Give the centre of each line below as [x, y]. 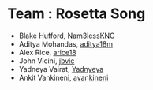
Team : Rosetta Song [76, 14]
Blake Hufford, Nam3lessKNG [67, 36]
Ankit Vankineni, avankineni [63, 77]
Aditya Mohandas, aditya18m [66, 43]
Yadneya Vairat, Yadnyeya [61, 69]
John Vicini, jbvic [47, 61]
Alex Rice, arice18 [47, 52]
